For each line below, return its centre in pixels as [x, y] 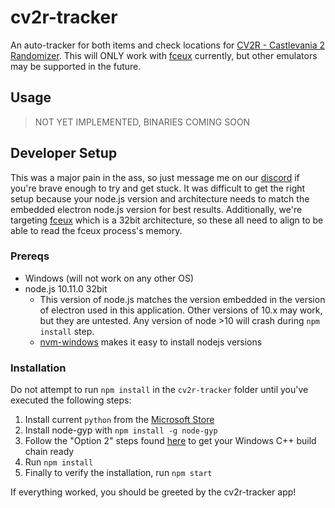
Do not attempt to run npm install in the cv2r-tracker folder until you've [159, 390]
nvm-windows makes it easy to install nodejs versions [151, 342]
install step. [67, 331]
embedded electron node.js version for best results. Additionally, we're [156, 209]
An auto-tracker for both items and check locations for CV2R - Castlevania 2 [168, 45]
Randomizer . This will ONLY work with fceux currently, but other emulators [164, 55]
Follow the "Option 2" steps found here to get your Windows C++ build [170, 441]
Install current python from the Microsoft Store [119, 420]
